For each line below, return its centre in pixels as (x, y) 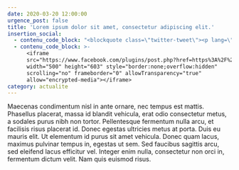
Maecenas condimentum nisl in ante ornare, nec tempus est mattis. (106, 106)
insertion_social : (34, 34)
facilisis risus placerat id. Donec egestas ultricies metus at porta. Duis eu (114, 129)
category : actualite (38, 86)
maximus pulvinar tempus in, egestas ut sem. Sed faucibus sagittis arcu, (113, 144)
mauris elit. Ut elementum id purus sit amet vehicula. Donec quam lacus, (113, 137)
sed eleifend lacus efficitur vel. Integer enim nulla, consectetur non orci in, (116, 152)
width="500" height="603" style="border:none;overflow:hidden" (122, 67)
